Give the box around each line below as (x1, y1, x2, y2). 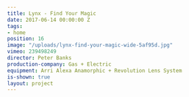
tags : (7, 23, 23, 29)
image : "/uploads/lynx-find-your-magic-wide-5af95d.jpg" (7, 42, 173, 48)
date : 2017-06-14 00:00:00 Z (7, 16, 90, 23)
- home (7, 29, 26, 36)
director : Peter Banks (7, 55, 72, 61)
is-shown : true (7, 73, 51, 81)
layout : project (7, 80, 53, 87)
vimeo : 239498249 (7, 48, 57, 55)
